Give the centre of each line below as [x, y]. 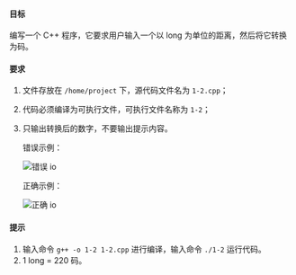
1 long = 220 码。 [54, 260]
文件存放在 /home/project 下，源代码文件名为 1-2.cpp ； [125, 91]
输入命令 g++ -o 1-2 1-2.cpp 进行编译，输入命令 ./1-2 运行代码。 [144, 249]
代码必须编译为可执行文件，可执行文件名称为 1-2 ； [117, 110]
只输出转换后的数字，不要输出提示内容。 [97, 129]
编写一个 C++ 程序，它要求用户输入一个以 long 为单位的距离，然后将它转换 [148, 35]
